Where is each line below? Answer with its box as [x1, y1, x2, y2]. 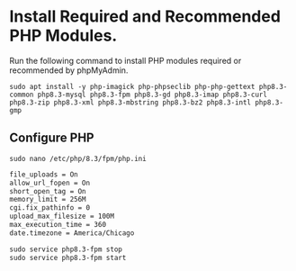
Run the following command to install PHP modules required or [9, 55, 242, 66]
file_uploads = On [9, 169, 78, 179]
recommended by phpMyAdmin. [9, 65, 129, 76]
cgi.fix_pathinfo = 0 [9, 203, 91, 212]
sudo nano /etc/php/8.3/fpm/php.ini [9, 154, 147, 163]
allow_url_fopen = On [9, 178, 91, 187]
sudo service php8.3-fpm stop [9, 245, 123, 254]
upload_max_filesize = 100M [9, 212, 115, 221]
